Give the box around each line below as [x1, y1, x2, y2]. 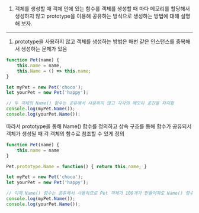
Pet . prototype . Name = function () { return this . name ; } [6, 163, 147, 169]
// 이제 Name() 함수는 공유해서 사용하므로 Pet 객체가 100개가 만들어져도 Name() [6, 191, 184, 196]
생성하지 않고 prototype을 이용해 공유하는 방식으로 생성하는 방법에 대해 [14, 12, 179, 19]
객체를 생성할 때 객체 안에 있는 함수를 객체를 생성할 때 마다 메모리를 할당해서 [14, 5, 191, 12]
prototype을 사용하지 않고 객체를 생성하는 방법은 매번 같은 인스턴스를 [14, 38, 175, 45]
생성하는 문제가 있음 [21, 45, 68, 52]
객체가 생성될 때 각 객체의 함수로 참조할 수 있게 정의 [6, 130, 124, 137]
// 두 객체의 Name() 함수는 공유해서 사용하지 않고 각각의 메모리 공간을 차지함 [6, 100, 175, 106]
